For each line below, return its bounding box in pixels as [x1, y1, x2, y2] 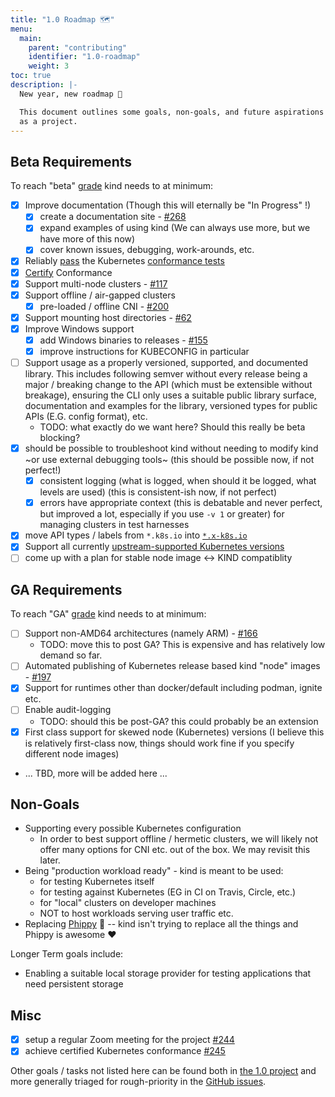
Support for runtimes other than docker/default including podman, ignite [24, 682, 323, 694]
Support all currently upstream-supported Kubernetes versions [24, 541, 285, 553]
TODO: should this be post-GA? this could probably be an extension [39, 715, 319, 727]
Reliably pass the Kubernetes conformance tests [24, 255, 225, 267]
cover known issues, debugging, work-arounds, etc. [39, 244, 255, 256]
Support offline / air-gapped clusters [24, 289, 176, 301]
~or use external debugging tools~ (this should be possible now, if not [24, 454, 315, 466]
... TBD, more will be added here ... [24, 767, 168, 779]
